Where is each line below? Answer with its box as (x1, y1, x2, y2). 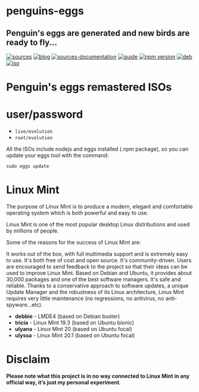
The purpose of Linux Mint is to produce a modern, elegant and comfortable (6, 203, 193, 210)
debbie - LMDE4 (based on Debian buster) (14, 313, 120, 320)
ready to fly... (6, 37, 58, 47)
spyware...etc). (6, 301, 43, 308)
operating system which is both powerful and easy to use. (6, 209, 149, 216)
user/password (6, 108, 83, 121)
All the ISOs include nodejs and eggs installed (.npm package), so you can (6, 145, 189, 153)
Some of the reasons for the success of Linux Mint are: (6, 239, 141, 246)
